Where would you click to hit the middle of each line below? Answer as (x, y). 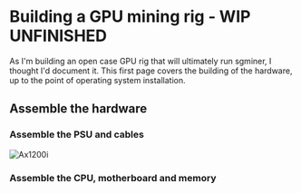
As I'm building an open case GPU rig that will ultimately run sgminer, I (141, 61)
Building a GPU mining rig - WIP (130, 17)
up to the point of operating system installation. (97, 80)
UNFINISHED (58, 36)
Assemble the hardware (78, 109)
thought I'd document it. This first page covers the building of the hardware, (151, 71)
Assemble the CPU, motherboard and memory (113, 178)
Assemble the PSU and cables (77, 135)
